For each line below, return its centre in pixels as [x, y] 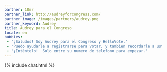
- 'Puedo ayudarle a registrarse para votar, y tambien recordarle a [81, 46]
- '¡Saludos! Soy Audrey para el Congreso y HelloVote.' [67, 42]
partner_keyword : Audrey [30, 23]
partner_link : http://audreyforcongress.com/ [53, 14]
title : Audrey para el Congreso [38, 28]
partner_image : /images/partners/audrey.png [52, 19]
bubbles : [14, 37]
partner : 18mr [19, 10]
